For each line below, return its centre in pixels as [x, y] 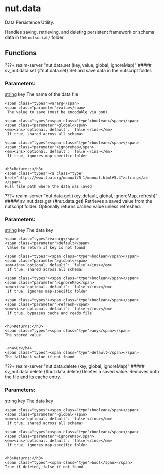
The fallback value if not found [40, 357]
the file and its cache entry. [33, 377]
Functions [21, 53]
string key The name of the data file [42, 94]
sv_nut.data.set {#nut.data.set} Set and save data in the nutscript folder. [79, 70]
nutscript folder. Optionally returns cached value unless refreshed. [73, 206]
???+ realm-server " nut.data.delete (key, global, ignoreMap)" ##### [75, 366]
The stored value [23, 335]
